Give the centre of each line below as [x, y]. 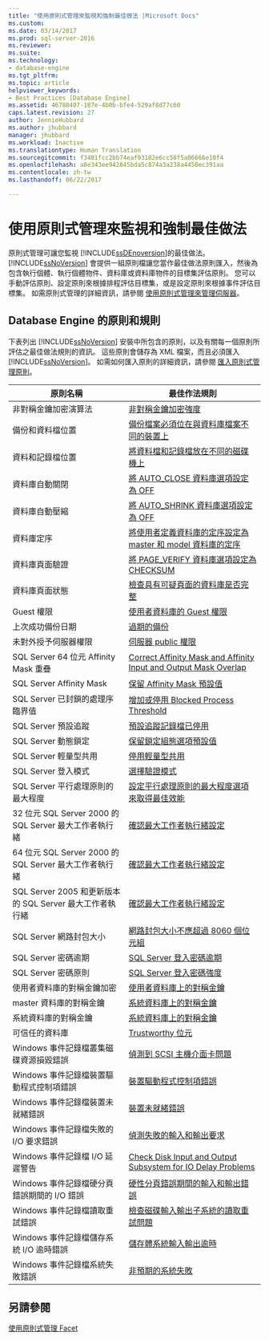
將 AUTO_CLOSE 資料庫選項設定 [189, 478]
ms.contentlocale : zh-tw [50, 173]
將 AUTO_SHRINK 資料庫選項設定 [191, 505]
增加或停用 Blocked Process [181, 700]
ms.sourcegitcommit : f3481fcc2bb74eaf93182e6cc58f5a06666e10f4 [116, 157]
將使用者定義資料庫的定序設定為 [189, 532]
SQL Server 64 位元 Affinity [64, 656]
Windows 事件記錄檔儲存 [59, 1237]
